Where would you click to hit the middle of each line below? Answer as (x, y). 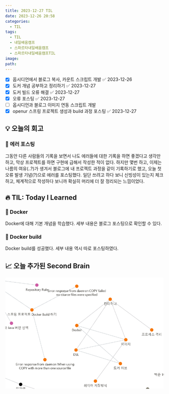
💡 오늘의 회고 (24, 129)
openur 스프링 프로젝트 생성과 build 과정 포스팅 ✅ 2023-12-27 (74, 111)
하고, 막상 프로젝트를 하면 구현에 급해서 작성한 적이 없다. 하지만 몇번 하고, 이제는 (83, 162)
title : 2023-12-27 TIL (29, 11)
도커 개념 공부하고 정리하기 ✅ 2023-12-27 (54, 86)
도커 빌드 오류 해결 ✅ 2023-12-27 (46, 92)
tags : (11, 32)
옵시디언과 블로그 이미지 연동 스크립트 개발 (54, 105)
